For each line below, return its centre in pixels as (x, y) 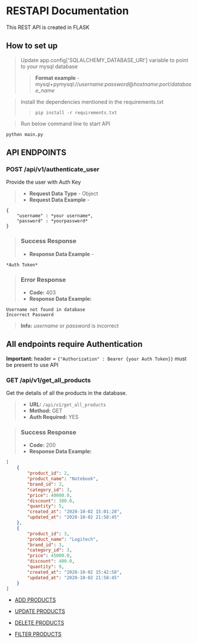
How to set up (32, 46)
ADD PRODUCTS (35, 600)
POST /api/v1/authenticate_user (53, 170)
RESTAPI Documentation (68, 11)
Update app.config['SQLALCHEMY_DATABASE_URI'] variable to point (104, 60)
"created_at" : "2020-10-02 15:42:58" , (75, 572)
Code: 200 (42, 445)
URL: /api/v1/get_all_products (68, 405)
